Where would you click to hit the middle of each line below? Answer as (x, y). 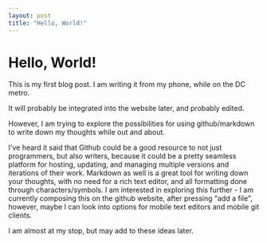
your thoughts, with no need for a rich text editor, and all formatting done (128, 182)
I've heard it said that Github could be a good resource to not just (115, 147)
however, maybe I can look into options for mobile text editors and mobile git (134, 207)
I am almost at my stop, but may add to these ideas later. (101, 231)
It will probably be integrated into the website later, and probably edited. (126, 108)
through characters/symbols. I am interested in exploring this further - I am (131, 190)
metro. (19, 93)
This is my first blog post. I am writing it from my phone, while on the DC (127, 84)
